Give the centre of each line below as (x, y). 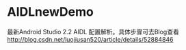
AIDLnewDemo (50, 12)
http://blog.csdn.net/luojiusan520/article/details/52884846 (90, 39)
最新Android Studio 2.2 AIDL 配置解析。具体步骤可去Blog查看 (93, 32)
